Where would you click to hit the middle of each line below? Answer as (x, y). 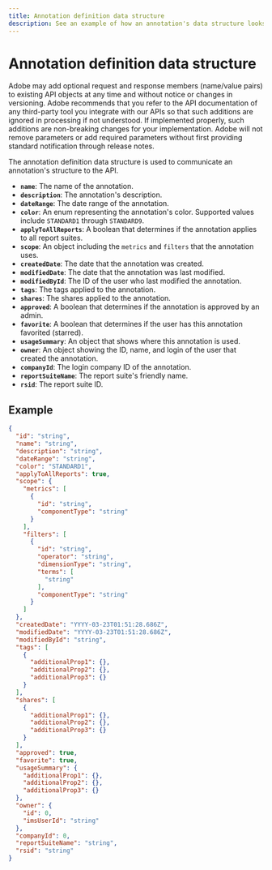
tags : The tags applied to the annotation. (88, 289)
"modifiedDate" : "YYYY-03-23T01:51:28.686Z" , (94, 632)
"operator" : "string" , (76, 557)
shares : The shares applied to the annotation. (96, 298)
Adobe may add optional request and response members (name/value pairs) (136, 86)
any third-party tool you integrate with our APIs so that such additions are (131, 112)
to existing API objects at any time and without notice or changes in (121, 95)
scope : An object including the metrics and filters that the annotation (137, 246)
